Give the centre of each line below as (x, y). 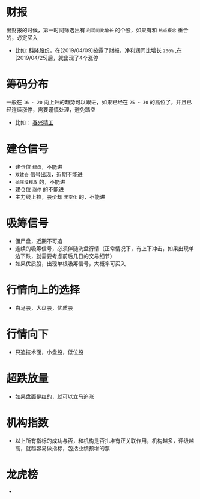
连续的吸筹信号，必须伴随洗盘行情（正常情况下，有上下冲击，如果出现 (102, 248)
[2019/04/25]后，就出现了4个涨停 (57, 58)
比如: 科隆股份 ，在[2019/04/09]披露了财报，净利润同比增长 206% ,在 (98, 50)
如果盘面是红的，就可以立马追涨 (54, 396)
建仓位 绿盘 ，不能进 (39, 166)
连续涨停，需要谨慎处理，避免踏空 (53, 109)
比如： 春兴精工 (34, 122)
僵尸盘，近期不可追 (39, 241)
